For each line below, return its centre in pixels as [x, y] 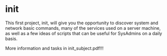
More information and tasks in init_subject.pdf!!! [54, 48]
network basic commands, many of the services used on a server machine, [83, 28]
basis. [11, 39]
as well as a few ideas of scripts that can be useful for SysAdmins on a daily [84, 33]
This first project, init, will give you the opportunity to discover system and [82, 23]
